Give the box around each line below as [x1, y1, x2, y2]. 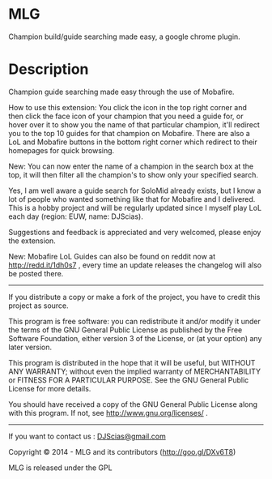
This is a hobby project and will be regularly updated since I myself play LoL [8, 203, 261, 212]
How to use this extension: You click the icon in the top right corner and [8, 102, 247, 112]
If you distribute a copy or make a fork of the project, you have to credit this [8, 292, 261, 302]
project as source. [8, 301, 69, 310]
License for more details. [8, 383, 91, 393]
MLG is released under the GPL [8, 463, 113, 473]
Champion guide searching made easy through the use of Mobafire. [8, 87, 235, 96]
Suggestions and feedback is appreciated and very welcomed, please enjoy [8, 227, 261, 237]
